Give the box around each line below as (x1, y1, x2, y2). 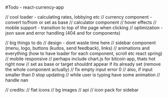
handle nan (5, 77, 29, 83)
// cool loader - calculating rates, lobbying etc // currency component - (5, 14, 152, 20)
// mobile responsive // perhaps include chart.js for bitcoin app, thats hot (5, 56, 156, 62)
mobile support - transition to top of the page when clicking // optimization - (5, 25, 163, 31)
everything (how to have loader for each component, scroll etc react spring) (5, 50, 162, 56)
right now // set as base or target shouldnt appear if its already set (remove (5, 61, 161, 67)
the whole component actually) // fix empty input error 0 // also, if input (5, 66, 153, 72)
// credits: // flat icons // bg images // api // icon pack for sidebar (5, 87, 139, 92)
